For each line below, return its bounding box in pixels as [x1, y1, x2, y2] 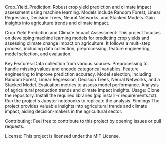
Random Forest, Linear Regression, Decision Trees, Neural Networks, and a [5, 77, 160, 82]
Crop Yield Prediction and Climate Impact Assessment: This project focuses [5, 30, 161, 35]
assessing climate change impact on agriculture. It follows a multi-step [5, 40, 151, 46]
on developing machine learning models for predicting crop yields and [5, 35, 150, 41]
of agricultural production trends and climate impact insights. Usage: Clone [5, 87, 160, 93]
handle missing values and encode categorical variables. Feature [5, 66, 139, 72]
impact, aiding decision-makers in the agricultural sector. [5, 108, 122, 114]
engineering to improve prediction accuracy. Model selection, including [5, 71, 151, 77]
